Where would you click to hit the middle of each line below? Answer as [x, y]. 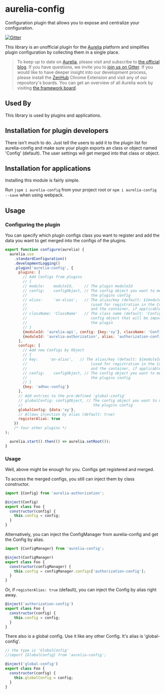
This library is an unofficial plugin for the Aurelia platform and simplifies [77, 47]
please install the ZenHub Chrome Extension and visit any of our [82, 77]
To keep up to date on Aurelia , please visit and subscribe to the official [88, 62]
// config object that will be [85, 318]
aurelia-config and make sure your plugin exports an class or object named [81, 148]
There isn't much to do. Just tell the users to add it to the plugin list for [76, 142]
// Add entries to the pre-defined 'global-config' [72, 396]
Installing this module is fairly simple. [42, 180]
